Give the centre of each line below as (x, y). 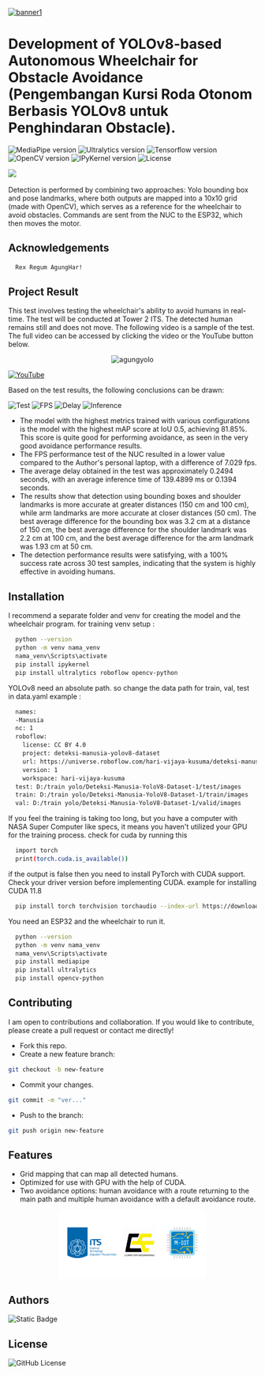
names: (26, 712)
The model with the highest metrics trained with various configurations (134, 421)
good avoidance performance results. (81, 446)
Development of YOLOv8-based (115, 44)
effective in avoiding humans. (67, 571)
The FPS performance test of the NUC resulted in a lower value (122, 455)
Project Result (43, 292)
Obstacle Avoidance (76, 78)
